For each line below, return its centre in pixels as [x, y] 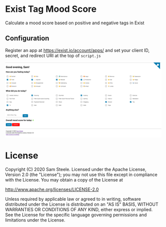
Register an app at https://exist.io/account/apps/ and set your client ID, [77, 50]
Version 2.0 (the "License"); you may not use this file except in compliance [81, 175]
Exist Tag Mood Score [51, 9]
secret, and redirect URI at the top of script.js [53, 55]
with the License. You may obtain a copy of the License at [64, 180]
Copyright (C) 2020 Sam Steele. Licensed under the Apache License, [76, 169]
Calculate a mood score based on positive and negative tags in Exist [75, 23]
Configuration [27, 38]
